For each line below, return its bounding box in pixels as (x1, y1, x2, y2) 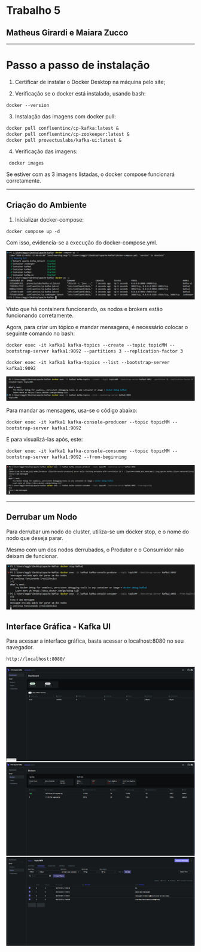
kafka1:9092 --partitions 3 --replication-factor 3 (51, 348, 184, 354)
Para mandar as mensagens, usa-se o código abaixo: (6, 407, 138, 414)
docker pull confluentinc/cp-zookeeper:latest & (6, 131, 130, 137)
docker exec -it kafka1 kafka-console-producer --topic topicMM (6, 419, 170, 425)
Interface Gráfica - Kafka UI (6, 621, 111, 631)
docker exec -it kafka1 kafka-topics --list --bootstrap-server (6, 359, 170, 365)
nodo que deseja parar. (6, 534, 64, 541)
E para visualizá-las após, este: (6, 436, 83, 443)
